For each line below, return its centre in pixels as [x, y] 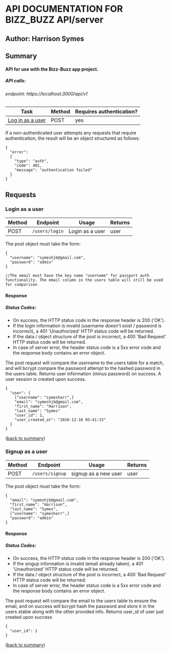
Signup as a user [26, 452]
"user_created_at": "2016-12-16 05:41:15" [60, 420]
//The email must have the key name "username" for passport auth [77, 275]
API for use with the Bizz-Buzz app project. [52, 69]
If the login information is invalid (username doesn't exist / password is [87, 326]
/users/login [48, 231]
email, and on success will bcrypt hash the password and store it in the [80, 606]
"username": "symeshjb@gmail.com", [48, 257]
